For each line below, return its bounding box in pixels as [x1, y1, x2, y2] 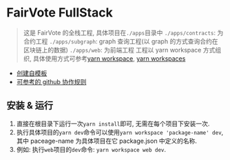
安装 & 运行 [6, 100, 54, 112]
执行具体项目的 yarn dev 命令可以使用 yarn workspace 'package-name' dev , [16, 128, 224, 136]
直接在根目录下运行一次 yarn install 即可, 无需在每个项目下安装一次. [16, 119, 210, 128]
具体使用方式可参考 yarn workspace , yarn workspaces [32, 54, 186, 63]
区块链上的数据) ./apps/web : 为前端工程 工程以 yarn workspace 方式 [23, 46, 216, 54]
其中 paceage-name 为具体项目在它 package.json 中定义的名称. [16, 137, 198, 145]
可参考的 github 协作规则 [16, 77, 87, 86]
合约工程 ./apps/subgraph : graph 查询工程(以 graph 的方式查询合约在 [23, 37, 218, 46]
